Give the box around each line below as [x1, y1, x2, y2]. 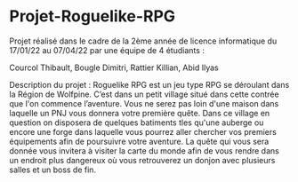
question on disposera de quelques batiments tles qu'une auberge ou [9, 117, 264, 128]
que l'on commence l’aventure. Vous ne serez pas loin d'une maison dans [9, 98, 279, 108]
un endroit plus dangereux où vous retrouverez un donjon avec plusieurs [9, 154, 276, 165]
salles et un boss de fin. [9, 164, 96, 175]
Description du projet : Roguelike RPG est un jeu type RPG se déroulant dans [9, 79, 290, 90]
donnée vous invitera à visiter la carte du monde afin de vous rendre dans [9, 145, 280, 156]
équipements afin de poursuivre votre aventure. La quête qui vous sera [9, 136, 270, 146]
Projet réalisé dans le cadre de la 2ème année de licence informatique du [9, 36, 278, 46]
